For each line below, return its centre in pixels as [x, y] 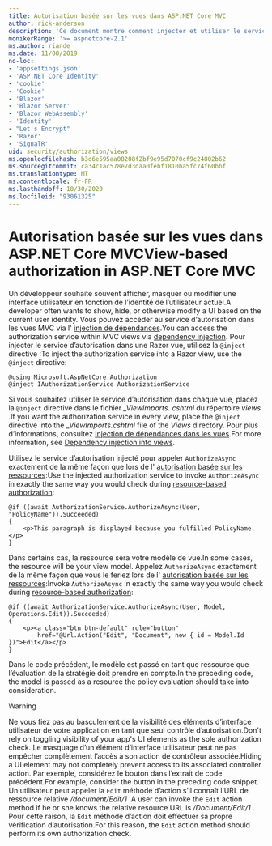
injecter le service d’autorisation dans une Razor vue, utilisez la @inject [127, 345]
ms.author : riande [39, 46]
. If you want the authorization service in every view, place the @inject [125, 416]
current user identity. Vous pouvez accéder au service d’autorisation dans [132, 319]
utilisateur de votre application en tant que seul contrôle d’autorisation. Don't [135, 730]
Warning [22, 706]
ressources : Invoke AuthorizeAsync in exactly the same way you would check [136, 583]
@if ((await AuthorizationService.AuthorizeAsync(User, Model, [117, 607]
